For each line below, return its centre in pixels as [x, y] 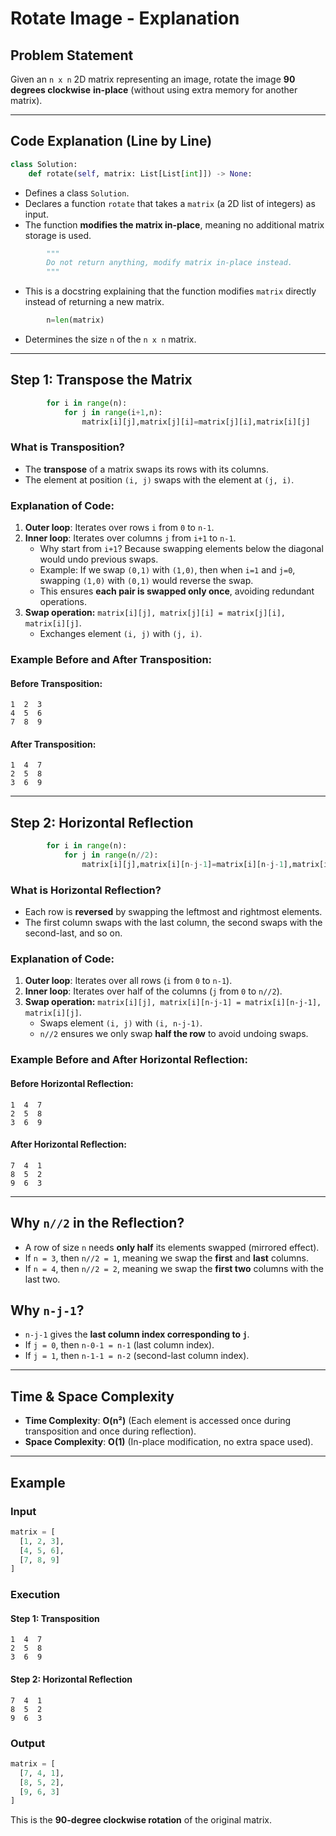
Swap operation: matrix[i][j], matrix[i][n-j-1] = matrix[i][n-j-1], [173, 1002]
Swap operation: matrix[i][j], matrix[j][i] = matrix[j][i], [155, 613]
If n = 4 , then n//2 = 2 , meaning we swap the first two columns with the [174, 1268]
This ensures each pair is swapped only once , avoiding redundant [177, 591]
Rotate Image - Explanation [125, 18]
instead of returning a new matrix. [94, 302]
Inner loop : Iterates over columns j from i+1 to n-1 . [130, 538]
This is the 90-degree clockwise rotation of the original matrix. [141, 1820]
